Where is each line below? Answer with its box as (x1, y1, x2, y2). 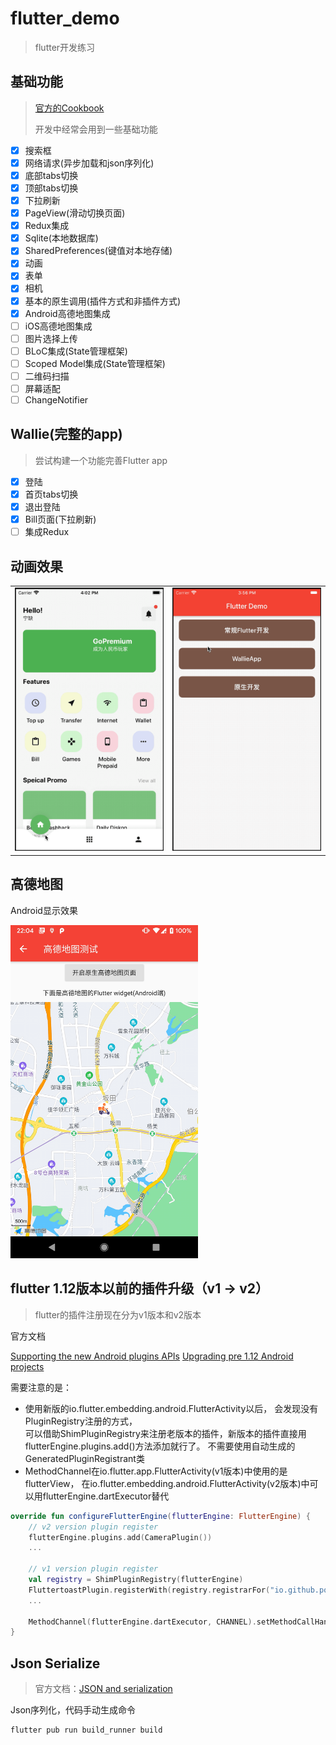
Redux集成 (24, 220, 70, 232)
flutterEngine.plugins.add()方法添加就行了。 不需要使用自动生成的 (24, 1440, 296, 1452)
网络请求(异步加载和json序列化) (24, 157, 155, 169)
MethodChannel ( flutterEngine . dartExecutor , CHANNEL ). (28, 1617, 257, 1627)
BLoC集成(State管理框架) (24, 345, 128, 357)
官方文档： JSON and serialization (34, 1683, 173, 1695)
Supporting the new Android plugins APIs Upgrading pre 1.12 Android (10, 1350, 294, 1362)
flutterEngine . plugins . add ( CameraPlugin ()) (28, 1532, 213, 1542)
